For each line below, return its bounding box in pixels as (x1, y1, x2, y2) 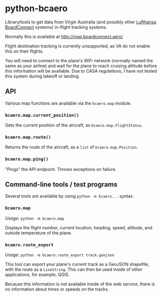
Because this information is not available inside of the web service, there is (5, 281, 155, 287)
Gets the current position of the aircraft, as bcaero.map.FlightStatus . (5, 122, 143, 128)
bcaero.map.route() (5, 134, 51, 140)
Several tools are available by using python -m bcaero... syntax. (5, 193, 134, 199)
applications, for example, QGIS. (5, 272, 70, 278)
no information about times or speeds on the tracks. (5, 286, 109, 292)
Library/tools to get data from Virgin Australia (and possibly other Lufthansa (5, 19, 157, 25)
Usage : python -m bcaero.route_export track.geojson (5, 252, 114, 258)
